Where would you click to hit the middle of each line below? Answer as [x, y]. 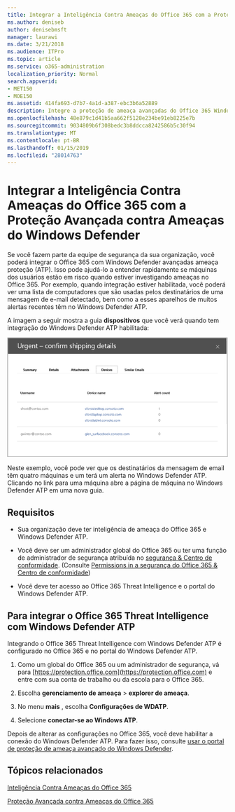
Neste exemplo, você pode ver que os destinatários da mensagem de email [116, 468]
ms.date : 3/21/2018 [36, 44]
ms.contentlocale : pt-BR [43, 140]
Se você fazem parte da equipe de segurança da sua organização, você [111, 255]
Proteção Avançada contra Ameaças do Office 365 [80, 801]
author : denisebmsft [37, 29]
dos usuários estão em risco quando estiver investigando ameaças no [108, 277]
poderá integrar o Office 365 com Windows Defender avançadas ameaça [113, 262]
